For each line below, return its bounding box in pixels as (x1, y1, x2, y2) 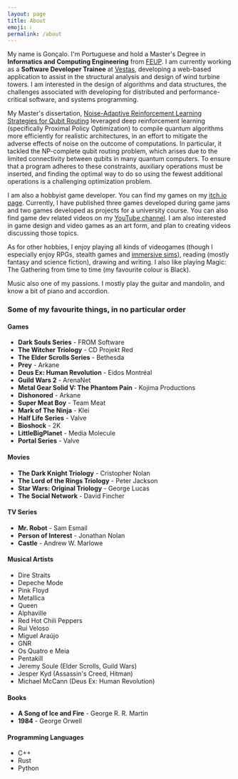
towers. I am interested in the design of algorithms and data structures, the (7, 80, 227, 89)
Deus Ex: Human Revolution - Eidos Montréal (17, 368, 152, 377)
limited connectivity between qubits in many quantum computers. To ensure (7, 155, 231, 163)
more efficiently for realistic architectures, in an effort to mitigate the (7, 132, 208, 140)
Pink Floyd (17, 586, 48, 594)
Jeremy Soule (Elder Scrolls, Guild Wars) (17, 661, 138, 670)
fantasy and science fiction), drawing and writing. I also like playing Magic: (7, 258, 227, 267)
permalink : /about (7, 30, 62, 38)
